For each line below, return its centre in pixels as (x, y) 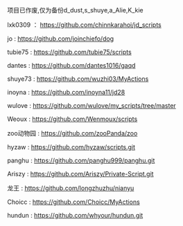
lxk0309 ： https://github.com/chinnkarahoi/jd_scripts (84, 25)
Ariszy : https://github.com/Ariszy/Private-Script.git (80, 174)
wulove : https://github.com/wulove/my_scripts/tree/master (92, 105)
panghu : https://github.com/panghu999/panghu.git (81, 160)
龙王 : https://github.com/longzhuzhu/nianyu (71, 188)
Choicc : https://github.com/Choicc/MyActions (73, 202)
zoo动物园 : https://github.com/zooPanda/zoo (72, 133)
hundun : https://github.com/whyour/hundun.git (75, 215)
